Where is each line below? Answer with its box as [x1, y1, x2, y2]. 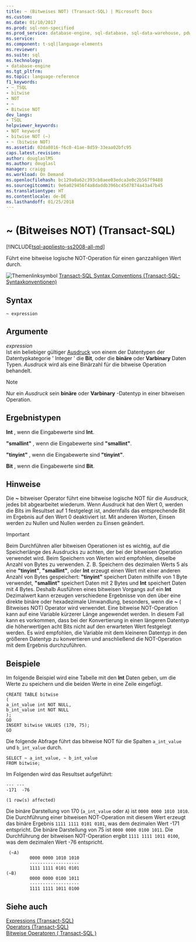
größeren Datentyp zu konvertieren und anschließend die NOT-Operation [6, 636, 182, 643]
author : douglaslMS [6, 156, 54, 161]
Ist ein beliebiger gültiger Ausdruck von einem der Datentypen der [6, 348, 165, 356]
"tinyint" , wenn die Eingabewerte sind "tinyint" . [6, 451, 124, 458]
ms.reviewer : [6, 47, 38, 53]
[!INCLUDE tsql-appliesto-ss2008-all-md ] [6, 243, 105, 250]
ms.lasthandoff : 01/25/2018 [6, 199, 75, 205]
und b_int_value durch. [6, 744, 62, 751]
